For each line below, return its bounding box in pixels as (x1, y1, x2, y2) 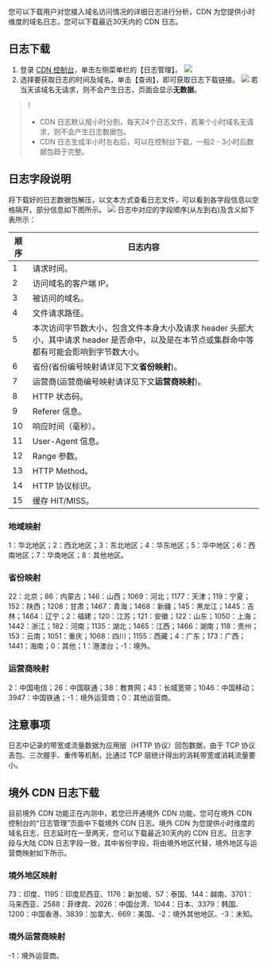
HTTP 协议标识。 (32, 480, 96, 491)
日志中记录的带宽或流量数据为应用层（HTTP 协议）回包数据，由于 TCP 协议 (8, 741, 256, 750)
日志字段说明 (8, 172, 72, 186)
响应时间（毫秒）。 (32, 420, 101, 431)
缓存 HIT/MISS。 (32, 495, 94, 506)
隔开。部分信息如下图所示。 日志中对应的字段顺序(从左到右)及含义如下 (14, 205, 256, 214)
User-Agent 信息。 (32, 435, 104, 446)
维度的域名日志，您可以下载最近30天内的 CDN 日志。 (8, 17, 183, 26)
